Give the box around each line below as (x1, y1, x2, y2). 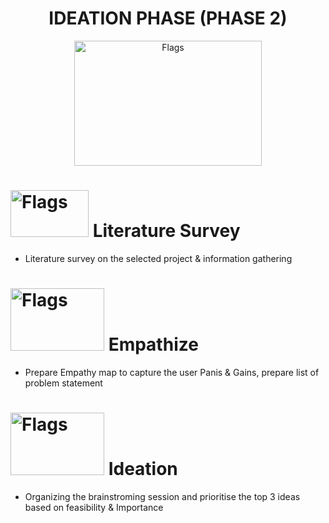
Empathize (108, 333, 199, 356)
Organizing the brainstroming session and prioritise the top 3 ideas (24, 490, 301, 502)
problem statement (24, 377, 103, 389)
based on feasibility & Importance (24, 501, 164, 513)
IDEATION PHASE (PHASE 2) (48, 7, 288, 30)
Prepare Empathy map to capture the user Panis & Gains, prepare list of (24, 366, 320, 378)
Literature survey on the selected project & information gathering (24, 252, 293, 264)
